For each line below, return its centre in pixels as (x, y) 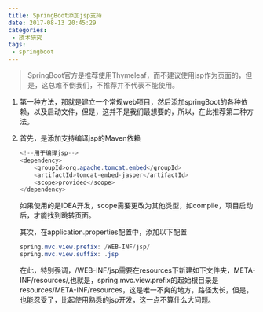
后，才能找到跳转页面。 (57, 215)
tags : (17, 45)
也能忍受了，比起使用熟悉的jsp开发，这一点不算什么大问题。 (117, 300)
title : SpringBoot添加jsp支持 (55, 15)
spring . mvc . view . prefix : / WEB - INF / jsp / (85, 247)
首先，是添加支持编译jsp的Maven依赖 (80, 138)
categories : (27, 30)
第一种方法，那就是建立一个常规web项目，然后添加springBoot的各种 (130, 102)
